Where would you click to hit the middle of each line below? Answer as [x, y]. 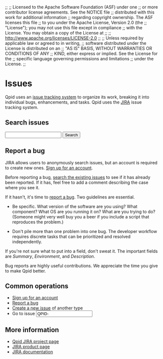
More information [32, 330]
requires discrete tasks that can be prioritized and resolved [71, 236]
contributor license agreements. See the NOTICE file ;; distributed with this [80, 12]
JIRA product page [31, 347]
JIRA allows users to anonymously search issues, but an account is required [81, 162]
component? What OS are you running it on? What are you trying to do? [84, 212]
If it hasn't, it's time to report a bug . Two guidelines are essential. [70, 197]
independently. [27, 242]
